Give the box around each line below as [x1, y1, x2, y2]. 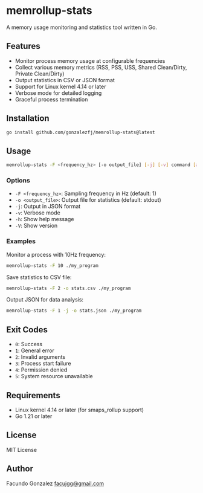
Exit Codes [6, 324, 48, 335]
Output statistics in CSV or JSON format [14, 76, 115, 83]
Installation [6, 113, 50, 124]
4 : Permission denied [14, 366, 68, 373]
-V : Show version [14, 222, 58, 230]
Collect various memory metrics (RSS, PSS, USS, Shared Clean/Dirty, [14, 63, 187, 71]
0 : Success [14, 341, 43, 348]
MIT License [6, 446, 37, 453]
